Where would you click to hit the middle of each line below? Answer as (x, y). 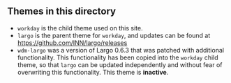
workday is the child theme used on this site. (80, 28)
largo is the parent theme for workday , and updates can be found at (114, 35)
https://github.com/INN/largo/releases (72, 43)
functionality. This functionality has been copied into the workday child (118, 57)
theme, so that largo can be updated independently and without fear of (120, 64)
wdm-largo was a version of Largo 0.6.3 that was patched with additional (121, 50)
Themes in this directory (62, 11)
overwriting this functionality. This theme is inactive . (93, 72)
